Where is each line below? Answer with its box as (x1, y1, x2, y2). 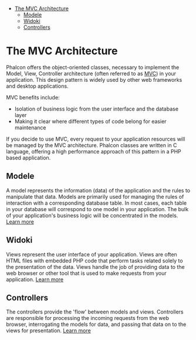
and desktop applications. (6, 82, 69, 89)
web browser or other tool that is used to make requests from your (6, 269, 167, 276)
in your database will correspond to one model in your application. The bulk (6, 205, 189, 212)
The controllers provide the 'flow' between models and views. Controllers (6, 308, 184, 315)
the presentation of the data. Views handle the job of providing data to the (6, 263, 185, 270)
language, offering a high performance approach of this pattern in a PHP (6, 148, 182, 155)
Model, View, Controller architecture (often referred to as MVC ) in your (6, 70, 177, 77)
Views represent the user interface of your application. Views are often (6, 251, 177, 258)
